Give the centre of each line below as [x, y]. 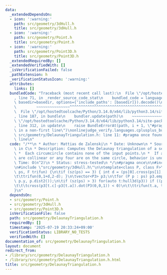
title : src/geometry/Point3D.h [46, 56]
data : [11, 10]
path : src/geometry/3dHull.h [44, 24]
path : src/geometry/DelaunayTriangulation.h [56, 218]
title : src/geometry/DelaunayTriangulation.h [53, 265]
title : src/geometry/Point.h [44, 42]
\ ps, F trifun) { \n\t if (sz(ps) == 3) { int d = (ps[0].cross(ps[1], [89, 172]
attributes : [22, 84]
